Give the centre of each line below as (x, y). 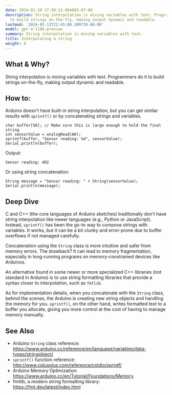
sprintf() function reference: (44, 360)
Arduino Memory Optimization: (45, 371)
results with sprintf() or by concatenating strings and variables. (73, 116)
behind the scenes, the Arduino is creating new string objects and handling (84, 298)
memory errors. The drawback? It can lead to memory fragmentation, (79, 251)
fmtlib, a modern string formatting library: (56, 381)
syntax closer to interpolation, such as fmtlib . (54, 283)
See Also (20, 331)
